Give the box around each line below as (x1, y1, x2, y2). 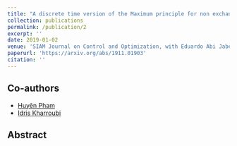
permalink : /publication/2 (7, 23, 87, 30)
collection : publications (7, 17, 83, 24)
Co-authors (7, 83, 60, 95)
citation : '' (7, 56, 46, 63)
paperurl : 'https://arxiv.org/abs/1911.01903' (7, 50, 147, 57)
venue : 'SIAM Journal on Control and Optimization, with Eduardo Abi (7, 43, 217, 50)
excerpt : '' (7, 30, 42, 37)
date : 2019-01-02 (7, 37, 59, 44)
